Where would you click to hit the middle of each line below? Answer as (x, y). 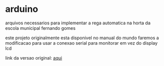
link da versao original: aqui (34, 58)
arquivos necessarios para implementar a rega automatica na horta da (78, 23)
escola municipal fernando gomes (40, 28)
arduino (22, 9)
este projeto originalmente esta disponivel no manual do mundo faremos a (82, 38)
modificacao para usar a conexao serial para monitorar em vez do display (81, 43)
